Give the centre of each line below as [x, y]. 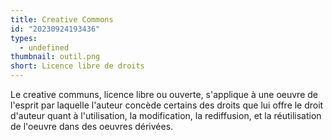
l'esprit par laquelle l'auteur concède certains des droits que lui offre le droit [167, 105]
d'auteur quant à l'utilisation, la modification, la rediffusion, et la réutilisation [166, 115]
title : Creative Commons [62, 19]
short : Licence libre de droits [77, 66]
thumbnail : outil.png [55, 57]
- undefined [44, 47]
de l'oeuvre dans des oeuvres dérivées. [92, 126]
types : [24, 38]
